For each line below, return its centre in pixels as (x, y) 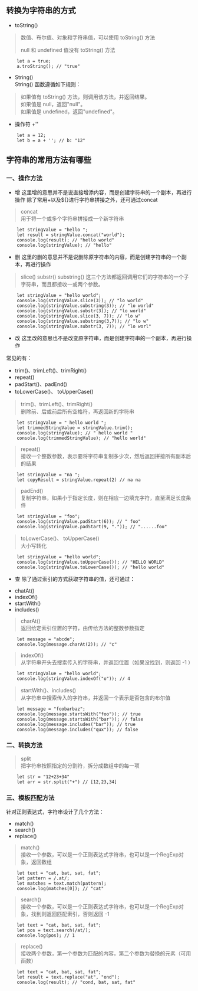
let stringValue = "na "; (49, 475)
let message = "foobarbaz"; (51, 709)
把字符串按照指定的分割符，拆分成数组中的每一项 (80, 766)
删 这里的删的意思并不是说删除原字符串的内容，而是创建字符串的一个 (98, 257)
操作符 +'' (27, 124)
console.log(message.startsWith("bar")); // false (80, 719)
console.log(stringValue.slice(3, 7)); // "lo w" (79, 316)
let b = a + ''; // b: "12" (51, 140)
